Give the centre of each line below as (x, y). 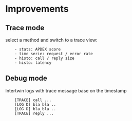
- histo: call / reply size (44, 58)
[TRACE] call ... (33, 100)
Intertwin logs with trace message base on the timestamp (66, 90)
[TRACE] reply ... (34, 113)
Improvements (37, 9)
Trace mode (25, 28)
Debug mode (26, 78)
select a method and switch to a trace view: (51, 40)
